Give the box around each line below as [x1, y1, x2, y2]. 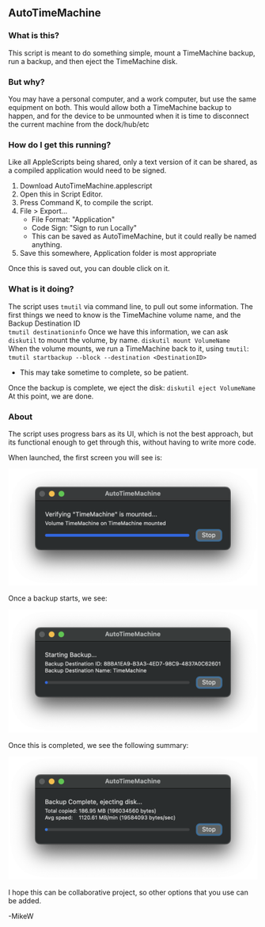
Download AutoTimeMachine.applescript [19, 181, 153, 191]
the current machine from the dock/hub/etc [8, 119, 150, 129]
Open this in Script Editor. [19, 189, 104, 199]
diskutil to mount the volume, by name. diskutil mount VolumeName [8, 335, 231, 345]
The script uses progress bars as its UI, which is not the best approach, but [8, 429, 253, 438]
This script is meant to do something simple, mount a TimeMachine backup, [8, 48, 256, 58]
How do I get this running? [8, 139, 112, 150]
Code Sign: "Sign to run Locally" [31, 223, 137, 233]
